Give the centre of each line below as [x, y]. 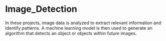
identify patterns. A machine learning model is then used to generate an [79, 28]
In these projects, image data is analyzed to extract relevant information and [83, 23]
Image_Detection [41, 9]
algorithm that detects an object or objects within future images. [71, 33]
